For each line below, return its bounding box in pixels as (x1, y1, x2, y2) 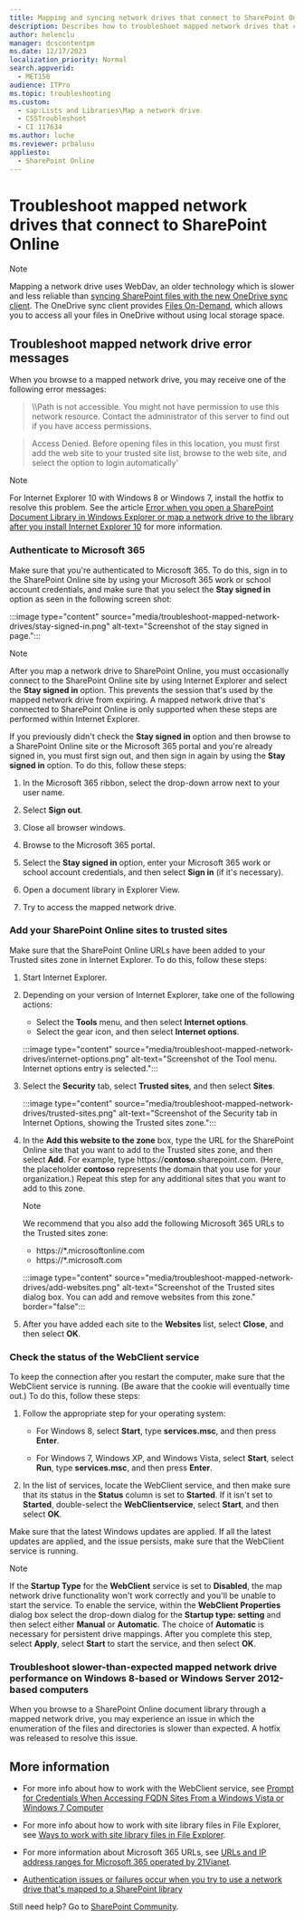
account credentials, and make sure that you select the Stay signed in (9, 584, 271, 594)
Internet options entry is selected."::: (22, 1062, 158, 1073)
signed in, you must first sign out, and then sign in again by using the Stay (9, 750, 286, 761)
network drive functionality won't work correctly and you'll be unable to (9, 1590, 276, 1602)
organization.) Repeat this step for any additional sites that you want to (22, 1173, 287, 1184)
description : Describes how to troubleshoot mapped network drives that (9, 22, 290, 31)
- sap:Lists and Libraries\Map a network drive (17, 106, 201, 115)
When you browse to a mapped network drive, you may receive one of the (9, 375, 287, 385)
